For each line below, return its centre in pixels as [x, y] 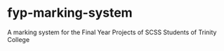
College [19, 39]
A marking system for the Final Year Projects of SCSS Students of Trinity [112, 32]
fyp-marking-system [70, 13]
